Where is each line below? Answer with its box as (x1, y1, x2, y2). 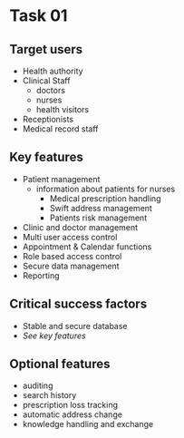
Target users (9, 42, 83, 57)
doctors (35, 85, 66, 95)
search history (22, 390, 77, 401)
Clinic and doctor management (22, 221, 139, 232)
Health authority (22, 65, 83, 76)
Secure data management (22, 260, 120, 271)
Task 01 (9, 5, 68, 26)
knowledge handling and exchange (22, 419, 154, 430)
